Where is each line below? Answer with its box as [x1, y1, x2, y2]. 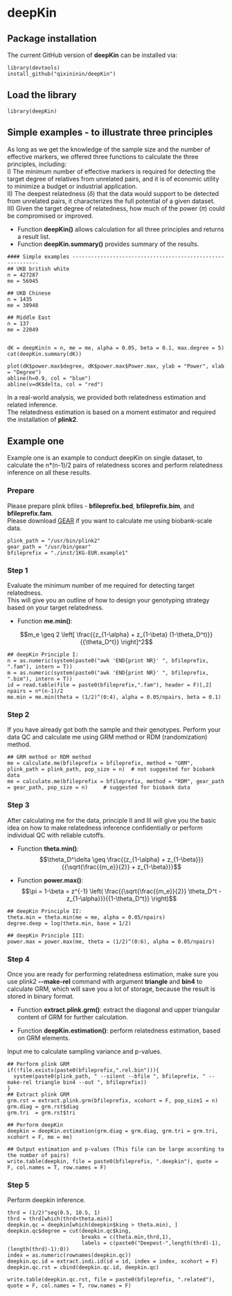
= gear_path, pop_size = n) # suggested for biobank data [7, 784, 190, 791]
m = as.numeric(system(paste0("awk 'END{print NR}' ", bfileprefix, [7, 669, 209, 677]
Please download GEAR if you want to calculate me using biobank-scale [7, 516, 213, 525]
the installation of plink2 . [7, 415, 78, 423]
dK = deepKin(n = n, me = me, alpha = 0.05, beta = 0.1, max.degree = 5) [7, 344, 225, 352]
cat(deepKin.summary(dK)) [7, 350, 82, 357]
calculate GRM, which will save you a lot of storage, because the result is [7, 985, 216, 993]
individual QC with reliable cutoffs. [7, 830, 105, 839]
